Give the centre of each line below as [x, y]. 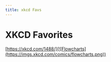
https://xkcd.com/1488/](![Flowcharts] [46, 49]
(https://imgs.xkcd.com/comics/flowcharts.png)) [56, 54]
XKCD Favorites [39, 35]
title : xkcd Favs [23, 10]
